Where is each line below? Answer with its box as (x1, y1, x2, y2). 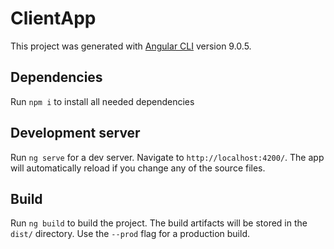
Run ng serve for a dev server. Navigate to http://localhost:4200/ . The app (10, 151, 325, 163)
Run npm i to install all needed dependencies (10, 95, 195, 107)
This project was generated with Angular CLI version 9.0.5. (10, 40, 252, 52)
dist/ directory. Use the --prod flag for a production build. (10, 228, 250, 240)
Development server (10, 125, 141, 142)
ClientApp (10, 7, 97, 30)
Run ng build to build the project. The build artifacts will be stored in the (10, 217, 308, 229)
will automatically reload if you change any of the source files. (10, 162, 266, 174)
